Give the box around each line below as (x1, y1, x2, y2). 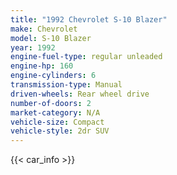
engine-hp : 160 (10, 61, 74, 71)
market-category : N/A (10, 107, 101, 118)
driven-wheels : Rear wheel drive (10, 89, 150, 99)
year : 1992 (10, 42, 56, 53)
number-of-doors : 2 (10, 98, 92, 108)
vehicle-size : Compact (10, 117, 105, 127)
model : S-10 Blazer (10, 33, 92, 43)
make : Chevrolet (10, 24, 78, 34)
